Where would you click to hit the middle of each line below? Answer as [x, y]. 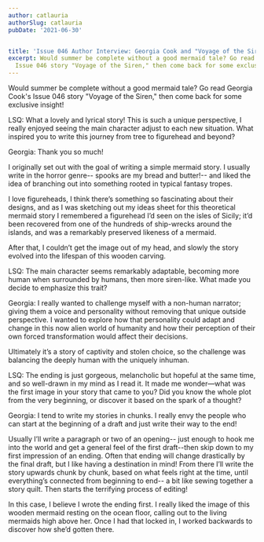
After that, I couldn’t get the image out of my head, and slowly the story [123, 247]
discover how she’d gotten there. [61, 529]
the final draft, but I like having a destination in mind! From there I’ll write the [131, 464]
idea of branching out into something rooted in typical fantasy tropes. [121, 184]
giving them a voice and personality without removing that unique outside [127, 311]
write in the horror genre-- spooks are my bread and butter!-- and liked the [130, 175]
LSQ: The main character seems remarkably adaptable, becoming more [124, 271]
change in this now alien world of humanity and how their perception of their [132, 328]
